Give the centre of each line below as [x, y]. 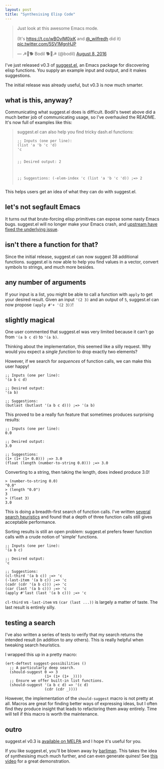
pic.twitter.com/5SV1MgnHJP [47, 44]
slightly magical [30, 320]
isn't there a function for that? [52, 245]
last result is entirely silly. [30, 607]
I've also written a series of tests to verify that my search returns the [74, 635]
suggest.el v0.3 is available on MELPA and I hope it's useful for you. [73, 741]
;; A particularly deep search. [43, 668]
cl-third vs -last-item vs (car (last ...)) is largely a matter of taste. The [82, 602]
